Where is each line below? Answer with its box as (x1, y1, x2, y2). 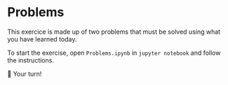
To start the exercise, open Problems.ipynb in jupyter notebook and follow (7, 48, 221, 57)
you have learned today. (7, 34, 77, 43)
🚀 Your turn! (7, 70, 42, 78)
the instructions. (7, 55, 55, 64)
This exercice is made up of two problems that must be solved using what (7, 27, 221, 36)
